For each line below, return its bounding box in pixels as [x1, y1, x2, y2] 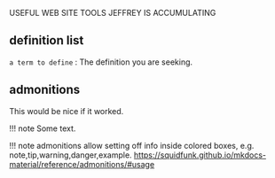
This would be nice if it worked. [9, 105, 124, 116]
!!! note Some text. [9, 123, 76, 134]
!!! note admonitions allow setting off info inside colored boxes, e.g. [9, 140, 255, 151]
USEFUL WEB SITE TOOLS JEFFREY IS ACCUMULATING [9, 8, 216, 18]
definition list [9, 33, 84, 48]
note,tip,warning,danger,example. [9, 150, 132, 160]
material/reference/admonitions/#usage [9, 159, 155, 169]
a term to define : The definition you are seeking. [9, 57, 193, 67]
